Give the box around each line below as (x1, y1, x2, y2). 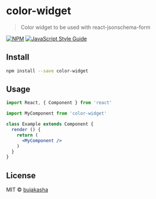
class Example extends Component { (6, 121, 94, 128)
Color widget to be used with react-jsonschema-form (20, 24, 151, 31)
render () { (11, 127, 41, 133)
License (6, 170, 36, 181)
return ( (17, 132, 38, 138)
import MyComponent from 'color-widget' (6, 110, 108, 116)
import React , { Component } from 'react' (6, 100, 112, 106)
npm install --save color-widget (6, 68, 89, 74)
